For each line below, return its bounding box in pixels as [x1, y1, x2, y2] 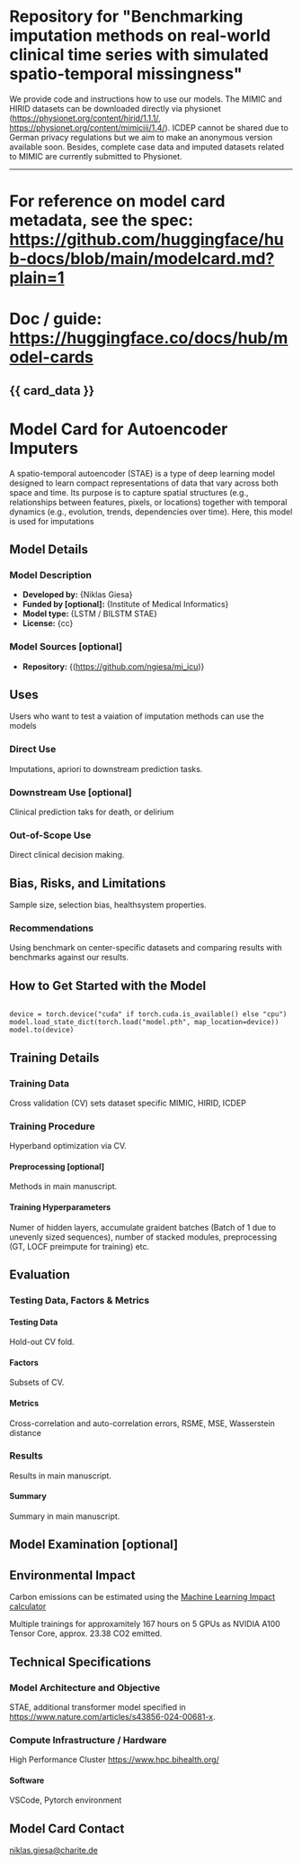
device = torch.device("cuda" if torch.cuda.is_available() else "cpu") [9, 1010, 288, 1019]
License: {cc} [22, 618, 74, 629]
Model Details [9, 542, 88, 558]
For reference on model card [9, 191, 226, 212]
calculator [9, 1601, 47, 1612]
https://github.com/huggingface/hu [9, 230, 285, 250]
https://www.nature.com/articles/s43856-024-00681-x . [9, 1711, 216, 1722]
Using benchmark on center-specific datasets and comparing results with [9, 942, 282, 953]
